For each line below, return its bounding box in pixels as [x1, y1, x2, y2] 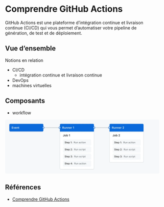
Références [5, 183, 41, 192]
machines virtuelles [12, 82, 52, 88]
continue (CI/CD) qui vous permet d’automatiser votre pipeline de [5, 25, 137, 30]
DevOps [12, 77, 29, 83]
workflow [12, 109, 31, 116]
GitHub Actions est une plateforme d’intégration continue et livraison [5, 20, 143, 26]
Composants [5, 97, 46, 105]
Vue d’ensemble [5, 44, 56, 52]
